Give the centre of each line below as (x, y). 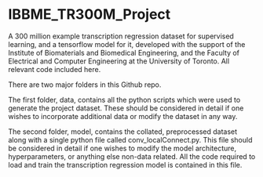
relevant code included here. (55, 69)
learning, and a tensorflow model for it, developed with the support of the (127, 44)
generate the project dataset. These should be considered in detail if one (126, 108)
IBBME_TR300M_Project (89, 14)
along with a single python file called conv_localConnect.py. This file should (130, 139)
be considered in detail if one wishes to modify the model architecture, (122, 148)
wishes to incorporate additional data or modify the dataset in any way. (123, 116)
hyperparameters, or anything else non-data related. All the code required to (132, 156)
